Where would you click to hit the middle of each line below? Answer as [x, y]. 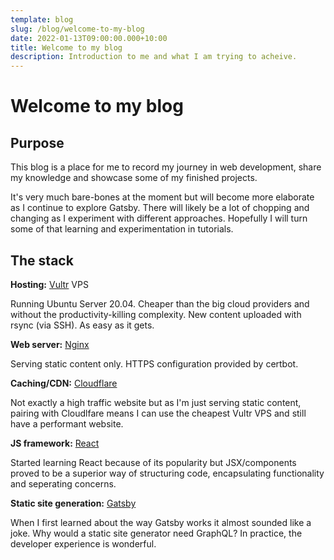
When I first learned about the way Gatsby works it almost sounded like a [161, 522]
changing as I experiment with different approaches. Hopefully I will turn [159, 218]
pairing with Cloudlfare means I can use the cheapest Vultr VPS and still [158, 413]
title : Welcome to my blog [66, 47]
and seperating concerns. [63, 483]
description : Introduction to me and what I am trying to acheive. [154, 57]
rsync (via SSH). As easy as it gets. [82, 325]
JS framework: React [55, 443]
